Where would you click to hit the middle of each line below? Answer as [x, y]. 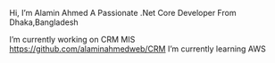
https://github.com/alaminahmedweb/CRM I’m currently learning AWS [137, 49]
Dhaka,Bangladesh [44, 22]
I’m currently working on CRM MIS [72, 39]
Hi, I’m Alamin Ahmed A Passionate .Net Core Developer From [123, 13]
